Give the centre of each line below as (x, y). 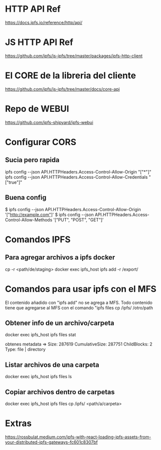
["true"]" (14, 182)
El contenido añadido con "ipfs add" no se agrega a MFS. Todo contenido (79, 302)
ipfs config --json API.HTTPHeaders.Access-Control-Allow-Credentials (76, 177)
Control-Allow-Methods (29, 220)
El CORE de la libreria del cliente (71, 75)
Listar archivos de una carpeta (52, 365)
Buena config (26, 198)
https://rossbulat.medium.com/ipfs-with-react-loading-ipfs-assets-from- (78, 437)
